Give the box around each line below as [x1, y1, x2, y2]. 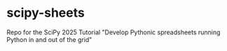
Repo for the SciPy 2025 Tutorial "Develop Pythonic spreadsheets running [6, 28, 221, 36]
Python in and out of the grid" [6, 35, 92, 43]
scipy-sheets [6, 5, 85, 21]
